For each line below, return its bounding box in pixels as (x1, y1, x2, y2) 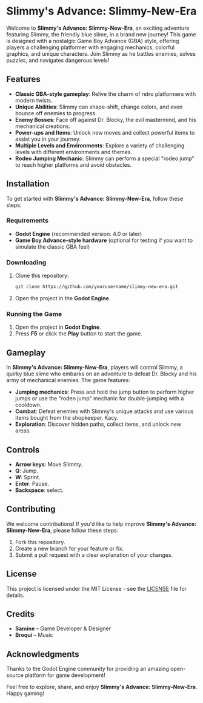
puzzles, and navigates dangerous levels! (6, 56, 110, 64)
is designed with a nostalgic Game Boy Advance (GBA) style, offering (6, 37, 179, 44)
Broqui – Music (15, 631, 53, 639)
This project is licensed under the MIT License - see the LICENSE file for (6, 585, 187, 592)
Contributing (6, 504, 56, 514)
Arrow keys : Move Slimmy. (15, 460, 83, 468)
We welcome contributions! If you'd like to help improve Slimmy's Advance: (6, 520, 197, 527)
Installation (6, 179, 50, 189)
